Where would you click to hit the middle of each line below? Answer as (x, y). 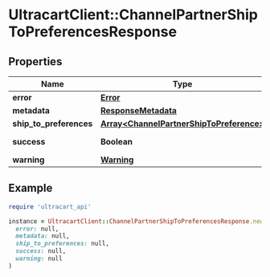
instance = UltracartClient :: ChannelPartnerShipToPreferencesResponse (129, 221)
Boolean (116, 142)
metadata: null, (43, 236)
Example (31, 188)
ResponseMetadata (138, 110)
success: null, (41, 251)
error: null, (37, 229)
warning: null (39, 259)
